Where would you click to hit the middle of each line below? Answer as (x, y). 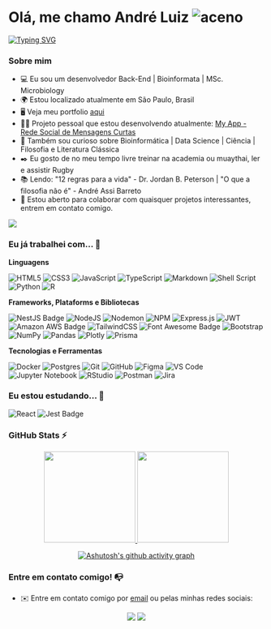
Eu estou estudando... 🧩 (56, 396)
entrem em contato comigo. (67, 208)
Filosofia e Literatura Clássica (70, 149)
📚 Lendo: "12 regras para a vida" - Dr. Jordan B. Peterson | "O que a (135, 179)
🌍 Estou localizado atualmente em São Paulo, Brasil (107, 100)
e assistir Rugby (47, 170)
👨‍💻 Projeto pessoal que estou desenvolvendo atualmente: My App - (133, 124)
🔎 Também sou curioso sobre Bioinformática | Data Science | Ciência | (138, 141)
